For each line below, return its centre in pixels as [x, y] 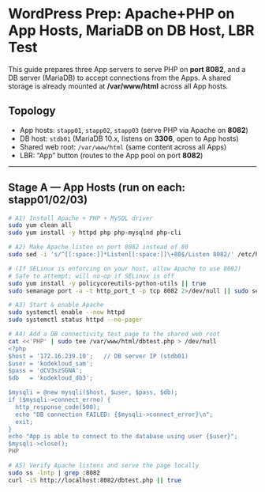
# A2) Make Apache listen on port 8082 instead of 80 [99, 247]
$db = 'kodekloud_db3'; [50, 378]
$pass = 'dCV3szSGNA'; [45, 371]
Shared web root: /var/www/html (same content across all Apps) [123, 146]
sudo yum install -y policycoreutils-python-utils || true [107, 283]
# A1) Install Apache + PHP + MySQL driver [81, 218]
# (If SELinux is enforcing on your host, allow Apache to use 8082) [125, 269]
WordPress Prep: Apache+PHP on [121, 14]
